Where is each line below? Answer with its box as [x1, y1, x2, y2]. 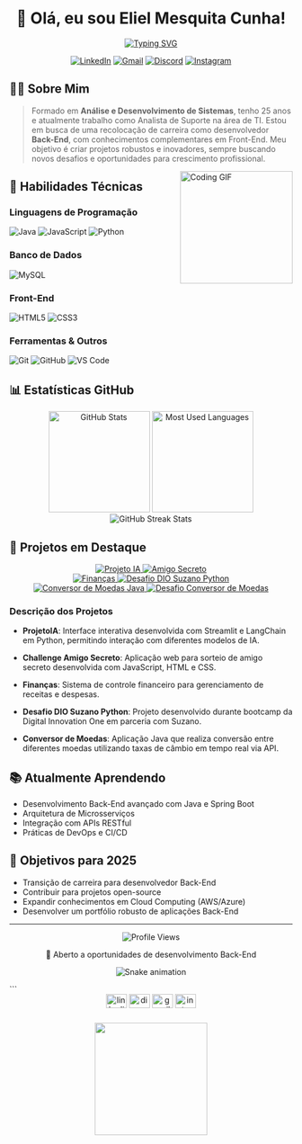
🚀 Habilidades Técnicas [9, 179, 144, 194]
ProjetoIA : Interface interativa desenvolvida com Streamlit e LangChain [22, 625, 287, 637]
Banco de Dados [9, 249, 83, 262]
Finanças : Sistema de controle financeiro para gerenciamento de [22, 679, 264, 691]
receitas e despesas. [22, 689, 101, 700]
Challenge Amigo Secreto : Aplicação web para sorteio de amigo [22, 652, 263, 664]
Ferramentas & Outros [9, 335, 108, 347]
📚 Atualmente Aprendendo [9, 770, 166, 785]
